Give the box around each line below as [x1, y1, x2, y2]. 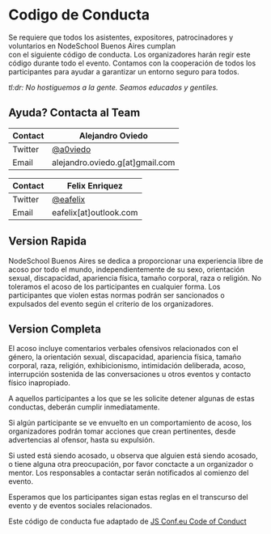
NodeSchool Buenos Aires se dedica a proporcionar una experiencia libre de [8, 256, 264, 265]
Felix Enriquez [67, 180, 123, 191]
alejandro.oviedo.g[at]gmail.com [52, 156, 176, 167]
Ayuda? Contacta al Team [8, 106, 141, 120]
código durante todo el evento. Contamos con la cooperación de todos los [8, 58, 256, 68]
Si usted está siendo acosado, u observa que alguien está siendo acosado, [8, 451, 258, 460]
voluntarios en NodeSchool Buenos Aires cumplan [8, 40, 176, 50]
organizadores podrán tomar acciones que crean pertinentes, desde [8, 426, 236, 436]
